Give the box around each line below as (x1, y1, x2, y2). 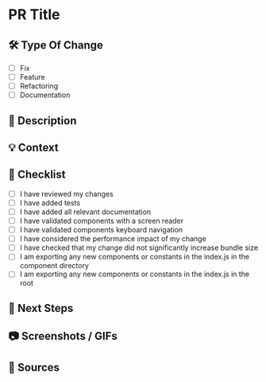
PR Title (8, 6, 61, 24)
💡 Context (8, 141, 59, 154)
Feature (19, 72, 45, 82)
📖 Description (8, 114, 77, 127)
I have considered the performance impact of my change (19, 234, 206, 244)
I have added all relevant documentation (19, 207, 152, 216)
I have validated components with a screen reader (19, 216, 184, 226)
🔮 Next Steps (8, 301, 74, 315)
